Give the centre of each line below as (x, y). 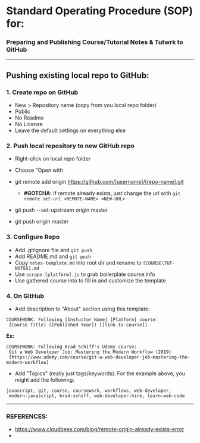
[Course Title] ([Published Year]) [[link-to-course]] (78, 325)
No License (29, 124)
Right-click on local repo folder (53, 159)
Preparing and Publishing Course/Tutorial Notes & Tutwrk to (95, 42)
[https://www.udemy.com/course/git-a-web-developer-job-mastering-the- (99, 357)
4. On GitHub (25, 296)
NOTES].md (27, 268)
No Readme (29, 118)
